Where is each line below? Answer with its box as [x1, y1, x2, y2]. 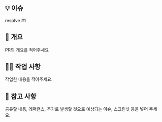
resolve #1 [5, 17, 26, 23]
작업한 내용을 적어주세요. [5, 76, 53, 82]
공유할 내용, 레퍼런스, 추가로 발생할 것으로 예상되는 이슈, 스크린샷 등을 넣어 [5, 106, 148, 112]
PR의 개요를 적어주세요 [5, 47, 49, 52]
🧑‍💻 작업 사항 [5, 63, 41, 71]
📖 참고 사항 [5, 92, 37, 100]
